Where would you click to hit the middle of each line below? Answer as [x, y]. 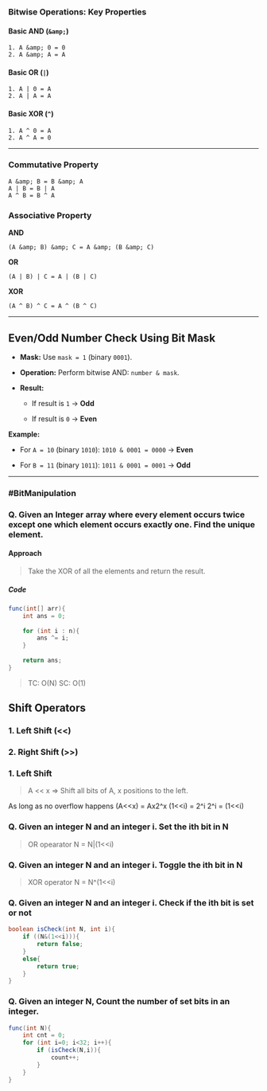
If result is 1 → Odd [63, 403]
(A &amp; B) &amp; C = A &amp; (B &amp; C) [81, 248]
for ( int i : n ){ [51, 631]
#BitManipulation [43, 493]
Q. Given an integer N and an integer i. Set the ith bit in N [118, 827]
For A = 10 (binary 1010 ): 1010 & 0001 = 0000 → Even [106, 449]
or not [20, 913]
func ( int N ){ [30, 1028]
